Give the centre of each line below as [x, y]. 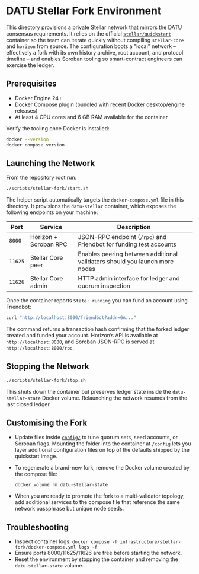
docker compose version [36, 145]
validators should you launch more [126, 262]
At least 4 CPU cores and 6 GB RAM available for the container [91, 117]
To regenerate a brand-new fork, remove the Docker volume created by [102, 467]
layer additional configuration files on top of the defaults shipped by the [102, 449]
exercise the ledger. [30, 65]
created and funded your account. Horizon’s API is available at [82, 336]
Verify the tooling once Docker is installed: [58, 128]
